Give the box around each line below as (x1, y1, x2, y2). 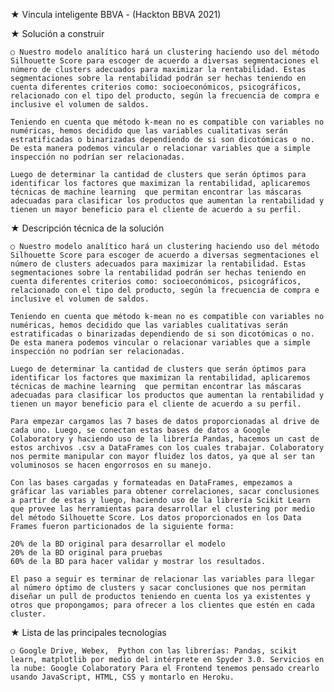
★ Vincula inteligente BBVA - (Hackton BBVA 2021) (10, 9, 222, 20)
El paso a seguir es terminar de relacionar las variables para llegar (10, 574, 315, 584)
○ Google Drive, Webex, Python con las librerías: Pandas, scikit (10, 646, 298, 656)
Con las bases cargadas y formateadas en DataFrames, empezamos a (10, 478, 293, 488)
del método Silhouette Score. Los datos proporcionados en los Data (10, 513, 302, 523)
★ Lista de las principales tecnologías (10, 627, 167, 638)
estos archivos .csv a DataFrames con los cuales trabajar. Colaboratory (10, 443, 325, 453)
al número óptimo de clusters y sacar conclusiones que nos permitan (10, 583, 307, 593)
